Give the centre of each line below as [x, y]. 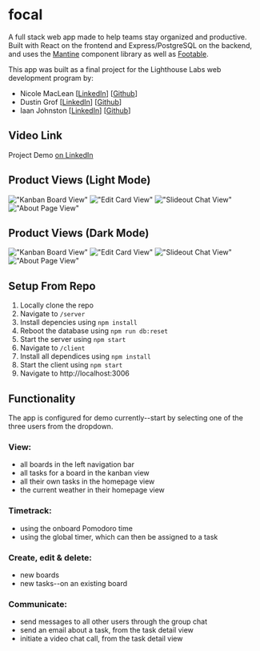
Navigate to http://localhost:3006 [74, 373]
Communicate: [38, 604]
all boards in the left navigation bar [77, 464]
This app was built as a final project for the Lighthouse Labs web [115, 69]
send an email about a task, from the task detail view [107, 630]
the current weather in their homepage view [92, 490]
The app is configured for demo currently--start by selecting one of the [126, 418]
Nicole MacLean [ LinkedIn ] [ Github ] [79, 93]
